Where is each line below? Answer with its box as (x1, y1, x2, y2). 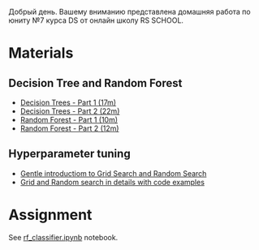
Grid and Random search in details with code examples (19, 177, 205, 187)
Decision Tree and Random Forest (8, 76, 183, 90)
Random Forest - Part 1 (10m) (19, 115, 119, 124)
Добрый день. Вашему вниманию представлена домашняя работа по (8, 7, 251, 16)
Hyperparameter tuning (8, 147, 132, 161)
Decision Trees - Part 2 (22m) (19, 106, 120, 116)
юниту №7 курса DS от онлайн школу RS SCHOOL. (8, 15, 184, 25)
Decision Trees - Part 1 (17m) (19, 97, 116, 107)
